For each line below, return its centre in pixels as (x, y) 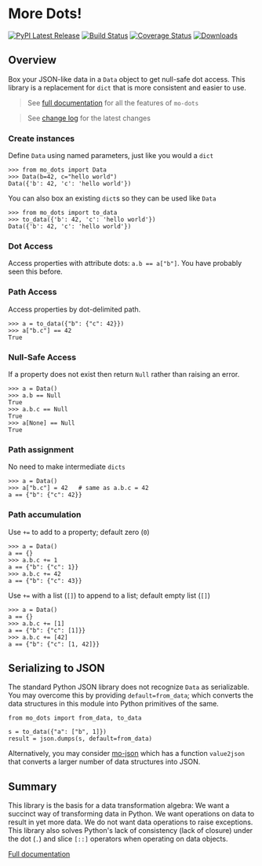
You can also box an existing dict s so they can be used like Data (112, 198)
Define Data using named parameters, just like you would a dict (111, 156)
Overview (33, 60)
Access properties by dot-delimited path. (75, 309)
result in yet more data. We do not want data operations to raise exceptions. (131, 822)
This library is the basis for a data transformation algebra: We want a (119, 805)
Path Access (33, 292)
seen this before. (35, 271)
